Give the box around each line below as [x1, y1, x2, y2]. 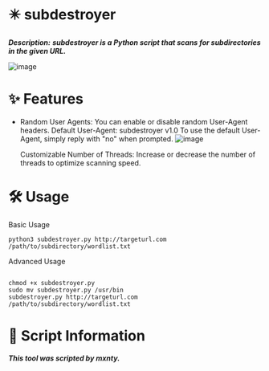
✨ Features [8, 90, 84, 108]
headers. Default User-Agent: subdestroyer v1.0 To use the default [19, 125, 241, 135]
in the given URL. [8, 46, 67, 55]
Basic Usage [8, 219, 51, 229]
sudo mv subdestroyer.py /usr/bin [8, 286, 124, 294]
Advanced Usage [8, 256, 66, 266]
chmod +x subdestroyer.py [8, 279, 95, 287]
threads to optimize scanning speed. [19, 157, 141, 168]
